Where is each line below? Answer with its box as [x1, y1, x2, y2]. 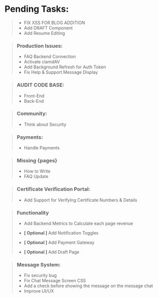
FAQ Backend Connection [24, 54, 76, 60]
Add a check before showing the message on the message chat [24, 283, 153, 289]
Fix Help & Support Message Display [24, 69, 98, 75]
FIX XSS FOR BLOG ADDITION [24, 20, 85, 26]
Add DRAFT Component [24, 25, 73, 30]
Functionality [16, 209, 50, 216]
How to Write [24, 168, 51, 174]
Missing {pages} [16, 157, 57, 164]
